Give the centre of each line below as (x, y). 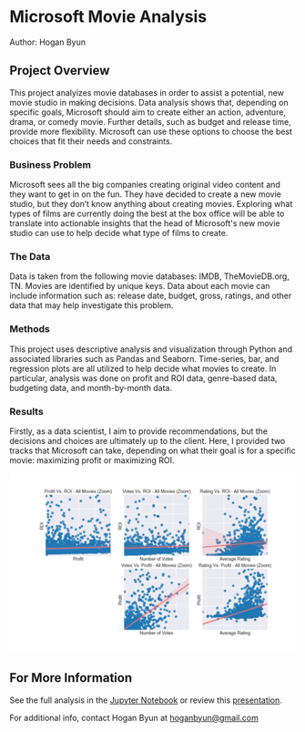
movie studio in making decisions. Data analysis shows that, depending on (149, 102)
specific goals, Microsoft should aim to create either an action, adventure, (148, 112)
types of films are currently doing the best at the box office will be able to (147, 214)
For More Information (71, 678)
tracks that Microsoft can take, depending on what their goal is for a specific (152, 450)
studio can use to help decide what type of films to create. (119, 233)
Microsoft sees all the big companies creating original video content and (145, 185)
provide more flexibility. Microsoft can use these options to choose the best (151, 131)
